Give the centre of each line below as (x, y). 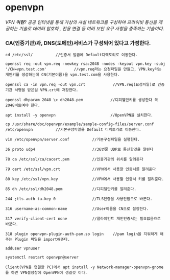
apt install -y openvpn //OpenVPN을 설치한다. (79, 115)
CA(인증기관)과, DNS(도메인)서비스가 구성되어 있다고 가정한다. (78, 43)
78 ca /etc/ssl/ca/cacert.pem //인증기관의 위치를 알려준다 (74, 159)
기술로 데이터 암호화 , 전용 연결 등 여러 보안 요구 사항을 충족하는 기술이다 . (91, 28)
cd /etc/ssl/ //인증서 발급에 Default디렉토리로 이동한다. (71, 55)
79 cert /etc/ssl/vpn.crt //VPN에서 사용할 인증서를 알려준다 (81, 169)
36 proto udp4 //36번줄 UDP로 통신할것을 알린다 (79, 150)
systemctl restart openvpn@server (42, 258)
